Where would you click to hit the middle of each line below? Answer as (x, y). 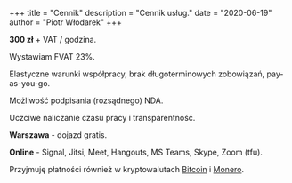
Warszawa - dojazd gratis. (58, 135)
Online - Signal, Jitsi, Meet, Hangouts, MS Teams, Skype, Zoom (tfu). (136, 152)
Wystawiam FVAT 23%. (52, 56)
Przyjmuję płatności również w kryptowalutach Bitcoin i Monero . (127, 169)
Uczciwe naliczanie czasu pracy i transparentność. (102, 118)
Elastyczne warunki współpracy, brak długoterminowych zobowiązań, (137, 74)
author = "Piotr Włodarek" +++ (65, 22)
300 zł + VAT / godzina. (53, 40)
